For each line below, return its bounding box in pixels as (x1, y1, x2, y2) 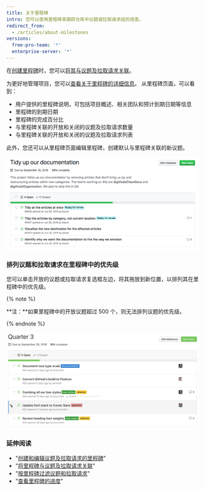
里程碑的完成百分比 (15, 115, 64, 123)
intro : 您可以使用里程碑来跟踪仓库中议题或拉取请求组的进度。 (6, 16, 144, 23)
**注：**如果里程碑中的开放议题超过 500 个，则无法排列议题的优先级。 (6, 308, 185, 315)
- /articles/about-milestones (12, 29, 88, 35)
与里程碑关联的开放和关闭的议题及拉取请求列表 (15, 131, 133, 138)
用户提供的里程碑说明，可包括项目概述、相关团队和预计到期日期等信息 (15, 100, 192, 108)
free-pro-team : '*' (12, 42, 62, 48)
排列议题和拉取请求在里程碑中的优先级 (6, 260, 119, 269)
